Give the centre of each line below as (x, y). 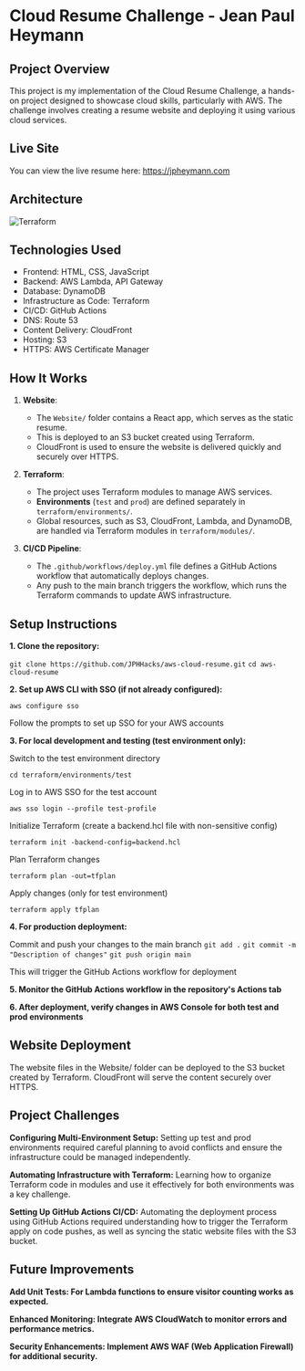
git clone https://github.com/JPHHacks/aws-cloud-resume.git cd (133, 665)
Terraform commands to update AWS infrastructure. (134, 595)
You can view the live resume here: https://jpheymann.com (120, 171)
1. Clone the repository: (55, 646)
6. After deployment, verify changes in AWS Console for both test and (144, 1007)
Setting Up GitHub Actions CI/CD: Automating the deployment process (143, 1211)
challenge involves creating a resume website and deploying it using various (152, 110)
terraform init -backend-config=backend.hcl (95, 842)
